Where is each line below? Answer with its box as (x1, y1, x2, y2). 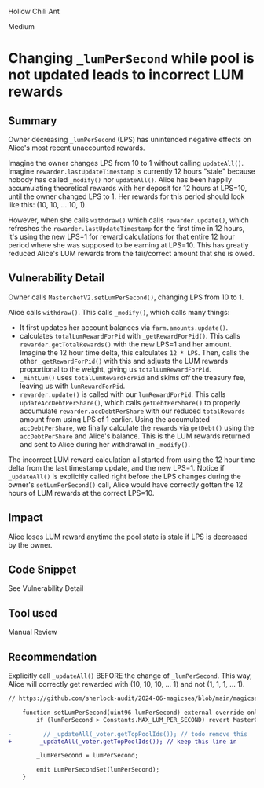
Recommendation (8, 650, 97, 663)
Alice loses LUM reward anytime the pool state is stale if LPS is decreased (8, 532, 248, 541)
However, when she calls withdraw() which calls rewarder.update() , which (8, 215, 249, 225)
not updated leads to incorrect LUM (8, 66, 244, 84)
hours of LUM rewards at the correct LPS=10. (8, 488, 155, 497)
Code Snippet (8, 563, 77, 577)
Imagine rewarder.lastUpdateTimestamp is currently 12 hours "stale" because (8, 167, 255, 176)
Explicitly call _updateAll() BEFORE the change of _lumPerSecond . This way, (8, 671, 253, 680)
